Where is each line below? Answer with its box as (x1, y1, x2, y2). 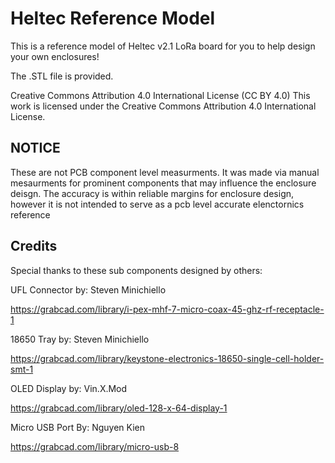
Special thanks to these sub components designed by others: (10, 264, 263, 276)
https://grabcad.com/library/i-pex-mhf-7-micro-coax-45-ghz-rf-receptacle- (10, 303, 325, 315)
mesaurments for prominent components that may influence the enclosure (10, 177, 317, 189)
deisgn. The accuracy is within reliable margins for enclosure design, (10, 187, 295, 199)
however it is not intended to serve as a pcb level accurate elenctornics (10, 198, 305, 210)
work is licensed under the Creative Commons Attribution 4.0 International (10, 100, 317, 112)
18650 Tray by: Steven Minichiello (10, 333, 150, 345)
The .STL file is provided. (10, 70, 114, 82)
